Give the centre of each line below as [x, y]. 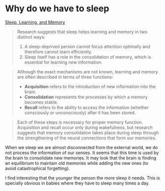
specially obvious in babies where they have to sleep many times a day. [77, 183]
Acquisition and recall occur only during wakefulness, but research [85, 127]
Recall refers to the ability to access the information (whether [86, 107]
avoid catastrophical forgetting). [38, 168]
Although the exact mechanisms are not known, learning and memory [87, 71]
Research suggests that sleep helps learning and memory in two [82, 32]
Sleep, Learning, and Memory [35, 22]
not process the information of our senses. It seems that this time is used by [82, 153]
